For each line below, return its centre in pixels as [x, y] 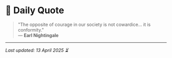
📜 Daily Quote [35, 10]
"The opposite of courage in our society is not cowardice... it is [84, 24]
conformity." [31, 30]
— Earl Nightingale [38, 35]
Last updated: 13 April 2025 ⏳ [37, 50]
